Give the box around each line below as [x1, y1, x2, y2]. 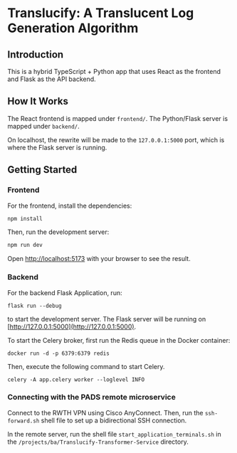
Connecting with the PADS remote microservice [7, 393, 176, 403]
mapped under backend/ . [7, 122, 80, 130]
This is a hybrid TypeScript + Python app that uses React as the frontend [7, 68, 221, 75]
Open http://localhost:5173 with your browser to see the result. [7, 255, 191, 263]
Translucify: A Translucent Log [7, 5, 194, 21]
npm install [7, 215, 43, 222]
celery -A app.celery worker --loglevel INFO [7, 375, 144, 383]
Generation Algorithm [7, 20, 139, 36]
